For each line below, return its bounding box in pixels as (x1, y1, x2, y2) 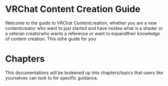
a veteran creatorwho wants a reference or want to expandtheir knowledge (5, 30, 160, 36)
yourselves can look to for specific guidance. (5, 75, 98, 81)
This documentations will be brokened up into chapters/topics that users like (5, 70, 163, 76)
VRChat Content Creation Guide (5, 3, 140, 15)
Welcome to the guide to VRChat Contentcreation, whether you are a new (5, 20, 157, 26)
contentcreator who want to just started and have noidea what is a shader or (5, 25, 163, 31)
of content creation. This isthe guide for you (5, 36, 96, 42)
